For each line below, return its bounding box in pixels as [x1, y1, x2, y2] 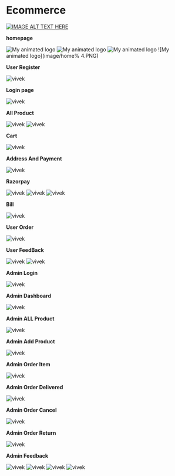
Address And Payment [6, 155, 62, 162]
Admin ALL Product [6, 315, 55, 322]
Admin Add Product [6, 337, 55, 345]
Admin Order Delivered [6, 383, 63, 390]
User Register [6, 63, 41, 71]
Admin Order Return [6, 429, 56, 436]
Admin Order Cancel [6, 406, 57, 413]
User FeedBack [6, 246, 44, 254]
